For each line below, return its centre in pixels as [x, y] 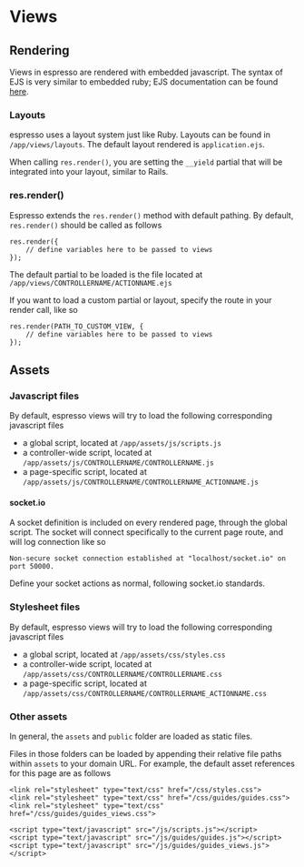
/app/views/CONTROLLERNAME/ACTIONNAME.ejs [91, 283]
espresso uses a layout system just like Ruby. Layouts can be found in [140, 135]
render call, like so [44, 309]
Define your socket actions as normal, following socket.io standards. [137, 583]
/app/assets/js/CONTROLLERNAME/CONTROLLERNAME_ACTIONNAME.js [141, 483]
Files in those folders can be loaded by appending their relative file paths [146, 754]
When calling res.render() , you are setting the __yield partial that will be [146, 162]
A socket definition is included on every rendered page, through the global [148, 523]
